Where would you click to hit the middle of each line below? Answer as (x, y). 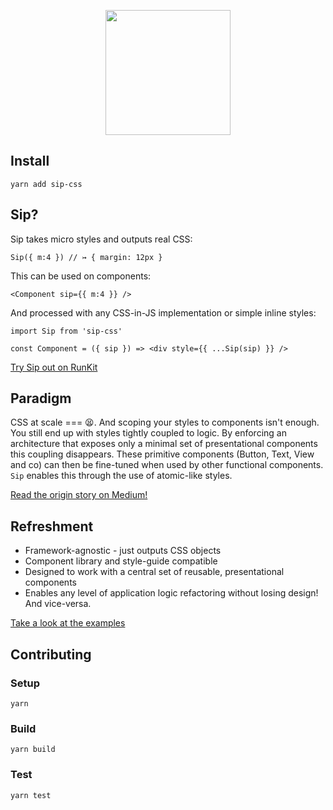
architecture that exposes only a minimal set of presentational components (164, 444)
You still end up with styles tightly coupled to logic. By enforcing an (148, 433)
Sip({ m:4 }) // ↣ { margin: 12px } (86, 257)
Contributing (51, 654)
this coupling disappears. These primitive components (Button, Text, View (162, 454)
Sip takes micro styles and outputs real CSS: (101, 239)
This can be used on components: (81, 276)
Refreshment (52, 526)
